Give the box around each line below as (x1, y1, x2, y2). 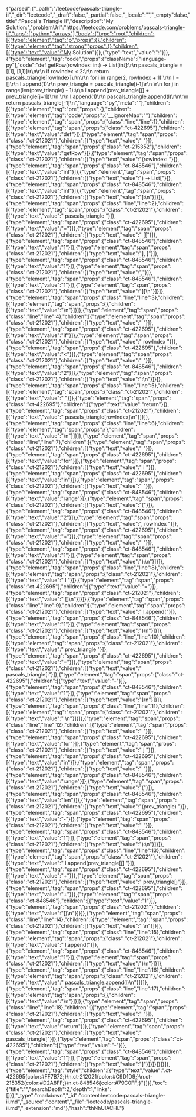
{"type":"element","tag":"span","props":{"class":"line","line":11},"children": (6, 702, 185, 709)
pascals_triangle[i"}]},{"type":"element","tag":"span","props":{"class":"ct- (6, 671, 185, 678)
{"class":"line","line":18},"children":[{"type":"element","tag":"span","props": (6, 1004, 188, 1011)
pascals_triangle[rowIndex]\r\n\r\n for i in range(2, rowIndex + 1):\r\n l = (6, 74, 180, 81)
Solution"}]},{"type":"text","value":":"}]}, (72, 49, 170, 56)
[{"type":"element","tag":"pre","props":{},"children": (6, 106, 131, 112)
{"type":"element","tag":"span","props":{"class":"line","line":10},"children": (6, 633, 187, 640)
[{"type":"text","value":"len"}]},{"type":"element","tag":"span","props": (6, 797, 177, 804)
